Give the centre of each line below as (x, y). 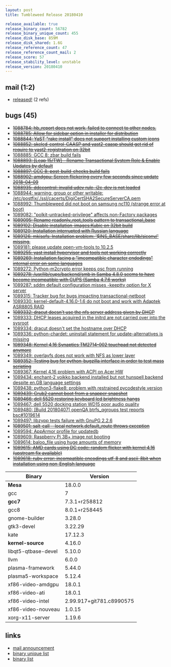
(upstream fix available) (37, 453)
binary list (23, 659)
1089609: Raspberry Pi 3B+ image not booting (61, 437)
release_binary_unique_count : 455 (42, 34)
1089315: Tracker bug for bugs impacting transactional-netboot (79, 296)
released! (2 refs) (31, 99)
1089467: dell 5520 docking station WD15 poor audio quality (76, 404)
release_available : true (32, 24)
